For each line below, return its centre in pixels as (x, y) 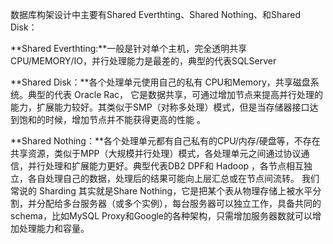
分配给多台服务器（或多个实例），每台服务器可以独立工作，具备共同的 (179, 203)
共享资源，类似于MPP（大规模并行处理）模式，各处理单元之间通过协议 (156, 153)
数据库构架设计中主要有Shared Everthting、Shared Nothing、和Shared (155, 14)
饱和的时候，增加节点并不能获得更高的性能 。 (112, 119)
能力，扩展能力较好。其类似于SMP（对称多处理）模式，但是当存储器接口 (160, 107)
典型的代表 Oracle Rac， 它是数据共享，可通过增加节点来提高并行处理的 (175, 94)
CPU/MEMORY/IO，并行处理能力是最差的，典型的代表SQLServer (143, 61)
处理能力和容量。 (54, 228)
